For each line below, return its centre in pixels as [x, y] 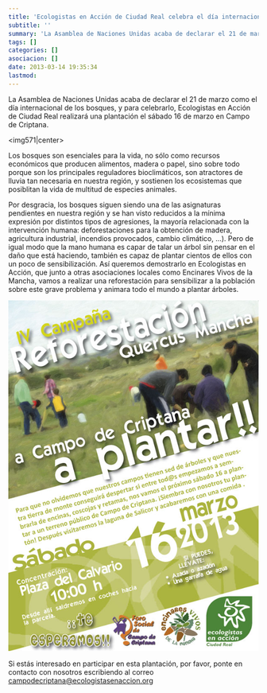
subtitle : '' [30, 25]
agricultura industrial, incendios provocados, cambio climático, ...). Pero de [131, 238]
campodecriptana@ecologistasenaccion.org [81, 680]
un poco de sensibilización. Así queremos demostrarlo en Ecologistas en [127, 263]
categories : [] [33, 51]
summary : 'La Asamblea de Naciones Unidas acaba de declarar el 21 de [128, 33]
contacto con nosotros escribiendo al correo [81, 672]
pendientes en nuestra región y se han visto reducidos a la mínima [117, 213]
